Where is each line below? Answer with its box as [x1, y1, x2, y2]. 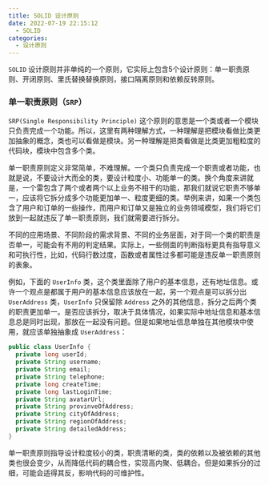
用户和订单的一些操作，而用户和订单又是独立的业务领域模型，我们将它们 [22, 203, 261, 213]
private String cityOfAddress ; [15, 410, 120, 419]
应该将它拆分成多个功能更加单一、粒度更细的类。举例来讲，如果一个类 [22, 193, 254, 202]
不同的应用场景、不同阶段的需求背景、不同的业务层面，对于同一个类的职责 [8, 230, 254, 240]
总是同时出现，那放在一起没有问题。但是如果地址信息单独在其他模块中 [14, 317, 247, 327]
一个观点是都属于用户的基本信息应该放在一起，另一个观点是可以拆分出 [14, 287, 247, 297]
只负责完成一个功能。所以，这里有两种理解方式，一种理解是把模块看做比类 [8, 126, 254, 136]
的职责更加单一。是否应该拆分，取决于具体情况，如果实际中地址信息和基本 [8, 307, 254, 317]
